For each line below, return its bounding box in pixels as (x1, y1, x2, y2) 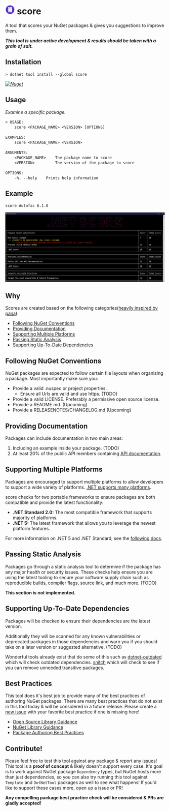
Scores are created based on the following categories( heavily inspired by (5, 305, 158, 311)
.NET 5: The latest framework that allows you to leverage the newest (12, 520, 156, 526)
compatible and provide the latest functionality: (5, 499, 104, 505)
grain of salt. (5, 43, 33, 49)
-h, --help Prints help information (14, 175, 99, 181)
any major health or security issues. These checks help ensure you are (5, 569, 153, 575)
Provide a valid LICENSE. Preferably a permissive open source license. (12, 396, 160, 402)
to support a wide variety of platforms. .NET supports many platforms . (5, 484, 152, 490)
